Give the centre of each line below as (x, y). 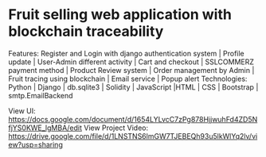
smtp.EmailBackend (41, 95)
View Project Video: (116, 128)
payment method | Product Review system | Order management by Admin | (131, 70)
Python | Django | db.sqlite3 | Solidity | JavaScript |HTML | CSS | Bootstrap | (133, 87)
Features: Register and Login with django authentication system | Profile (126, 53)
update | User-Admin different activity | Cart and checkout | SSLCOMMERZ (131, 62)
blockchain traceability (86, 31)
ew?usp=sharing (36, 144)
